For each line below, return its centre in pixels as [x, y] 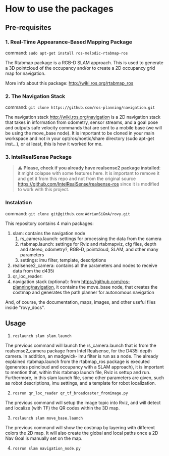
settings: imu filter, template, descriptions [63, 260]
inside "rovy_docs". [25, 307]
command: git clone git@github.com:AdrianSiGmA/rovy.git [68, 213]
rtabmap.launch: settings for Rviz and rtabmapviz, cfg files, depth [88, 244]
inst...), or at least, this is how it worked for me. [54, 144]
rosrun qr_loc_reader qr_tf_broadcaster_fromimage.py [70, 393]
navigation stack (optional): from [46, 282]
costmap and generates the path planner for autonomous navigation [83, 292]
